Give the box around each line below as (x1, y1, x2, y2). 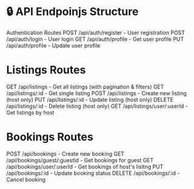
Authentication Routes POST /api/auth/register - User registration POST (6, 28, 186, 36)
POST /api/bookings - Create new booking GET (6, 150, 125, 157)
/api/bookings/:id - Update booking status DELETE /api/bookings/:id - (6, 169, 180, 176)
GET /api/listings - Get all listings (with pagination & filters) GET (6, 83, 164, 90)
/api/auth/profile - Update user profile (6, 42, 101, 49)
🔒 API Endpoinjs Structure (6, 5, 139, 19)
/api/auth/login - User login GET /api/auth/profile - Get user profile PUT (6, 35, 184, 42)
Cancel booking (6, 176, 46, 183)
